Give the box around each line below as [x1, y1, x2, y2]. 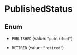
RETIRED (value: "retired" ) [11, 45, 64, 50]
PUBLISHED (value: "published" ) [11, 35, 73, 41]
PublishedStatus [4, 3, 73, 14]
